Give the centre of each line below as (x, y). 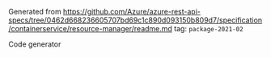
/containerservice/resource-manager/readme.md (90, 28)
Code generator (35, 44)
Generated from (35, 12)
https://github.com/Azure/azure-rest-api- (132, 12)
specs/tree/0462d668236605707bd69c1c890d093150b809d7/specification (135, 20)
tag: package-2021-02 (209, 28)
